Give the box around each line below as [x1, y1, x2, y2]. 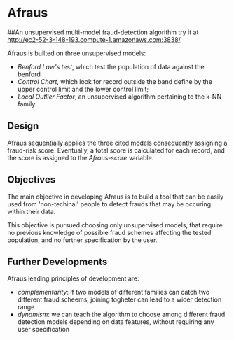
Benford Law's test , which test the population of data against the [17, 62, 205, 71]
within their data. [7, 207, 56, 215]
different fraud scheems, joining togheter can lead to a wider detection [17, 295, 222, 304]
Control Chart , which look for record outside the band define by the [17, 77, 212, 85]
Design [7, 120, 39, 132]
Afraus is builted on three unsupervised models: [7, 49, 146, 57]
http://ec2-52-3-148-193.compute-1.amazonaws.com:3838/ [7, 35, 181, 43]
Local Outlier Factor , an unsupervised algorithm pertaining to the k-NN [17, 92, 222, 101]
